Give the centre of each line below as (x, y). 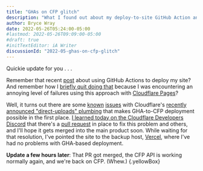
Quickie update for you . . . (39, 68)
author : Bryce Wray (31, 23)
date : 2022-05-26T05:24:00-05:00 (48, 29)
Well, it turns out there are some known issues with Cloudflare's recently (97, 105)
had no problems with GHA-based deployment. (65, 143)
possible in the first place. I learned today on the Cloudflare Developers (95, 117)
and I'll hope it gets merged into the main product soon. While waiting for (97, 130)
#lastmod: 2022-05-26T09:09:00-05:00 (54, 34)
